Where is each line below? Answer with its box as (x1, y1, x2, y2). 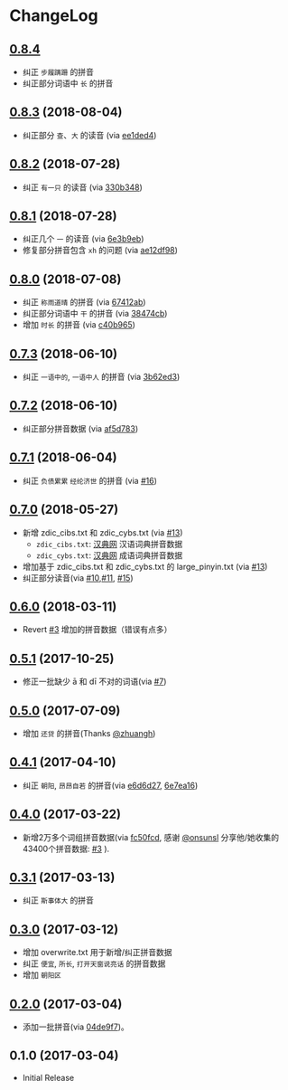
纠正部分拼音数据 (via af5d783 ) (22, 422, 138, 434)
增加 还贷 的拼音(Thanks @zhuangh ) (22, 727, 156, 738)
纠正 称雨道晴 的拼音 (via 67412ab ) (22, 297, 146, 308)
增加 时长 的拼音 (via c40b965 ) (22, 319, 135, 330)
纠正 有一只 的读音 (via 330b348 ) (22, 182, 143, 193)
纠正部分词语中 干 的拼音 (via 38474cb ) (22, 308, 168, 319)
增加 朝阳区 (22, 970, 61, 981)
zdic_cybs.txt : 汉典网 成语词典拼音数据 (35, 549, 183, 561)
